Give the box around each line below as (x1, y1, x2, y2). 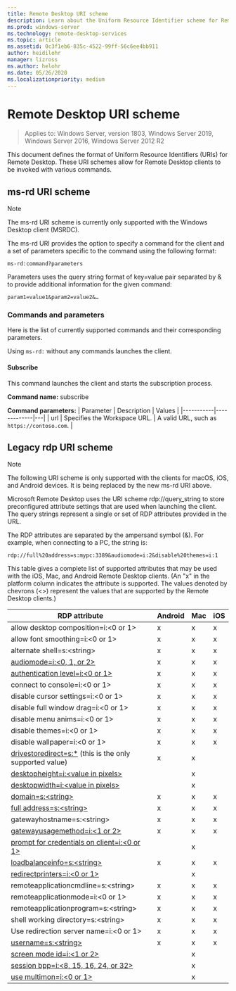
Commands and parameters (7, 310, 105, 320)
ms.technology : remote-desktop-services (7, 30, 128, 37)
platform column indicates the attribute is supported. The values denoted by (7, 579, 228, 588)
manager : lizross (7, 56, 58, 63)
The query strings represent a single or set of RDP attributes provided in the (7, 510, 227, 518)
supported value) (11, 757, 68, 767)
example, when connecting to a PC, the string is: (7, 538, 147, 547)
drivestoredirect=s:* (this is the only (11, 749, 131, 759)
